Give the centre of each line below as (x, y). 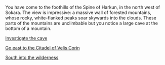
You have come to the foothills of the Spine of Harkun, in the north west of (83, 7)
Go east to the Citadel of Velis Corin (43, 48)
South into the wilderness (32, 57)
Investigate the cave (26, 38)
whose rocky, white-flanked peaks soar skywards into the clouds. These (81, 18)
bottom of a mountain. (28, 28)
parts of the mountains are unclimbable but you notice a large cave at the (82, 23)
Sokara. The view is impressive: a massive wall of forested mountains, (78, 12)
